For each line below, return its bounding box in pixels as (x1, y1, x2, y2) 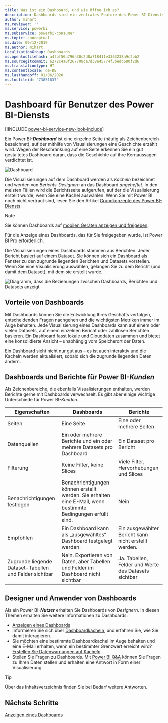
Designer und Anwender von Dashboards (5, 594, 136, 602)
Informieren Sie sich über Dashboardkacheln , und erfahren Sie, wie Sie (12, 627, 159, 634)
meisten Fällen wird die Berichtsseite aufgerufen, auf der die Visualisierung (5, 187, 160, 193)
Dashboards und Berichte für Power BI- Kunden (5, 373, 155, 381)
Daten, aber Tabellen (61, 558, 111, 565)
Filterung (7, 464, 29, 471)
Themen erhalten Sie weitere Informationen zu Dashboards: (5, 612, 128, 619)
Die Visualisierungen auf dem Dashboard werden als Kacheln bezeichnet (5, 176, 155, 182)
